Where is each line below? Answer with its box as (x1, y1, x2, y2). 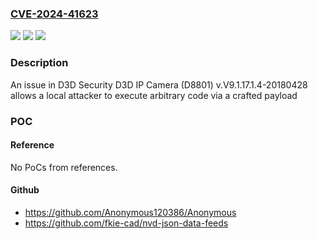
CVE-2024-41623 (10, 7, 99, 21)
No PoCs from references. (10, 161, 118, 173)
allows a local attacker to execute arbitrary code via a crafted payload (10, 89, 298, 101)
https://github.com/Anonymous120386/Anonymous (24, 206, 237, 218)
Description (10, 56, 69, 70)
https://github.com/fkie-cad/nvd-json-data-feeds (24, 217, 229, 229)
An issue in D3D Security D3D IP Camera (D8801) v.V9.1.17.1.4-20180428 (10, 78, 308, 91)
